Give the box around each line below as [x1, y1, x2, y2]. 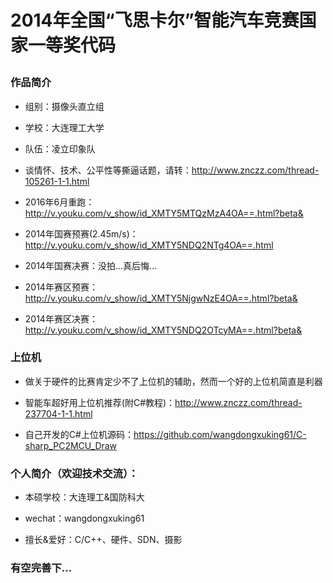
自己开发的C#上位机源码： [24, 428, 134, 440]
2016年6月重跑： [24, 196, 95, 208]
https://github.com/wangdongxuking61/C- [133, 428, 307, 440]
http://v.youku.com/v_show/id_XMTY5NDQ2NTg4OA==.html [24, 239, 274, 251]
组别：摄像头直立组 [24, 100, 105, 112]
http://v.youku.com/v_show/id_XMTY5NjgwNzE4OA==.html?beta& [24, 292, 298, 304]
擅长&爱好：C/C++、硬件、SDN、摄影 [24, 534, 183, 546]
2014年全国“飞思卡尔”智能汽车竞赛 [10, 9, 300, 32]
